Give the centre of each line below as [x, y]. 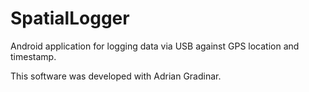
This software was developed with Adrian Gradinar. [116, 76]
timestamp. [33, 56]
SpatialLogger [70, 18]
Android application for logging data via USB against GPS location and [155, 46]
